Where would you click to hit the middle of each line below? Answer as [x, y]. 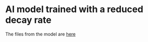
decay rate [29, 20]
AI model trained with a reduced [75, 9]
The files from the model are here [41, 34]
